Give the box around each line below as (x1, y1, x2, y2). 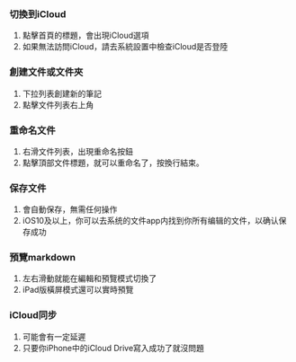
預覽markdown (9, 252, 76, 264)
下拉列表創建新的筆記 (22, 88, 102, 99)
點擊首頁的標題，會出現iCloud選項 (22, 30, 150, 41)
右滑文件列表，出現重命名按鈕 (22, 146, 133, 156)
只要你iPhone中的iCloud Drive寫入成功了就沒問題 (22, 342, 205, 353)
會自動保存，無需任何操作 (22, 204, 118, 215)
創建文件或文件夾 (9, 66, 84, 78)
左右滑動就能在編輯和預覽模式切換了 (22, 273, 157, 284)
